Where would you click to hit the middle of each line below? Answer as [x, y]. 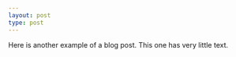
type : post [26, 23]
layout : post [30, 15]
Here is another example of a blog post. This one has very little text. [118, 45]
